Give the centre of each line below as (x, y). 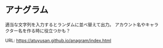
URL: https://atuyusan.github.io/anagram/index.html (58, 40)
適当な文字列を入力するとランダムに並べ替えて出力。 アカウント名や (75, 24)
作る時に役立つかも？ (48, 30)
